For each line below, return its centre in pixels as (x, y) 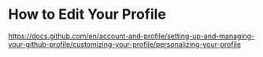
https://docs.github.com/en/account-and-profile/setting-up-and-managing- (131, 36)
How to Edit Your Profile (87, 14)
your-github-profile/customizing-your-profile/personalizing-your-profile (125, 44)
